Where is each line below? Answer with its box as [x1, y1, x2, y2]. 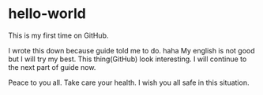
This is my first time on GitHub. [8, 31, 109, 40]
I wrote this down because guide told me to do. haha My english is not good [8, 46, 255, 55]
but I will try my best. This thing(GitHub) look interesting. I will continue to [8, 54, 247, 64]
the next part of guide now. [8, 62, 96, 71]
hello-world [8, 5, 87, 23]
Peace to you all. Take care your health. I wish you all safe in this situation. [8, 78, 250, 87]
